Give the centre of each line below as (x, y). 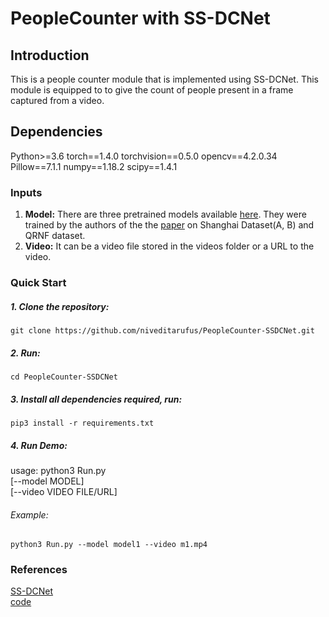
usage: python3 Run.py (58, 470)
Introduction (50, 55)
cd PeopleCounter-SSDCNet (64, 377)
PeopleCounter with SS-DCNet (140, 18)
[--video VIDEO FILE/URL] (64, 491)
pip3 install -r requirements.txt (82, 423)
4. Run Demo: (39, 445)
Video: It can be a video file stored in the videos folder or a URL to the (169, 246)
